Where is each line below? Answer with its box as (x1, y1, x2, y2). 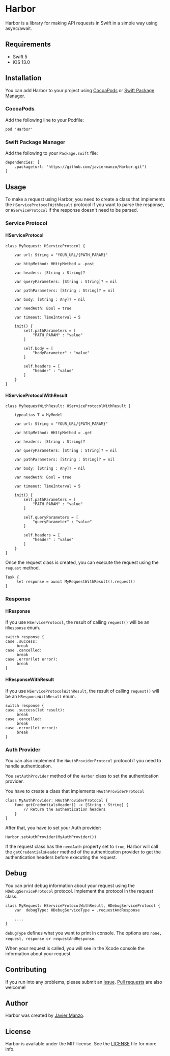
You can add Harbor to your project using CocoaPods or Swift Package (5, 87, 155, 93)
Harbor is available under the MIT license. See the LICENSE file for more (5, 1041, 157, 1047)
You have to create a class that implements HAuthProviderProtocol (5, 788, 145, 794)
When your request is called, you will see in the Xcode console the (5, 945, 145, 951)
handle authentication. (5, 763, 52, 769)
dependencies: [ (5, 160, 40, 165)
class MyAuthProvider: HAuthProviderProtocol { (5, 797, 108, 803)
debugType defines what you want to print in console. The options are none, (5, 930, 162, 936)
